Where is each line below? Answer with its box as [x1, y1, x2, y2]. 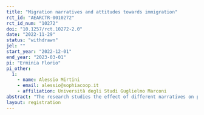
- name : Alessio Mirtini [17, 77, 80, 83]
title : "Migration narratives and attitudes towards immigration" [6, 9, 178, 15]
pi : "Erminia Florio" [6, 60, 61, 66]
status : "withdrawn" [6, 37, 59, 43]
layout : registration [6, 99, 61, 105]
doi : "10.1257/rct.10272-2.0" [6, 26, 83, 32]
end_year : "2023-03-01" [6, 54, 67, 60]
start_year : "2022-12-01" [6, 49, 72, 55]
